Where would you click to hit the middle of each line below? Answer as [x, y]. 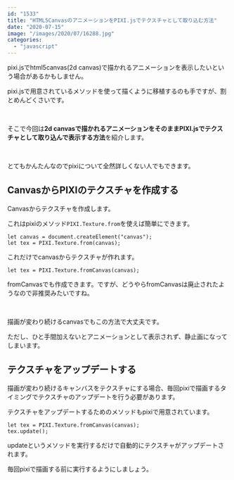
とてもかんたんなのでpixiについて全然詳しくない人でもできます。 [101, 166]
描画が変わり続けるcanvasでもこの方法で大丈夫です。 [85, 322]
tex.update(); [28, 431]
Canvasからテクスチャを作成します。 [61, 208]
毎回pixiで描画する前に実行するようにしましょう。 [80, 469]
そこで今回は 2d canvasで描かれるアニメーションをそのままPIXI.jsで [106, 128]
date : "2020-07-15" [36, 27]
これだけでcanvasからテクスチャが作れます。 [73, 257]
